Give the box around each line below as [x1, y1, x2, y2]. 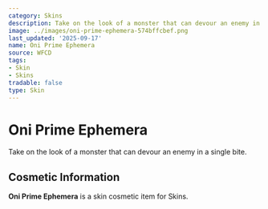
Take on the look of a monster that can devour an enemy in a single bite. [8, 147, 247, 157]
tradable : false [8, 78, 63, 86]
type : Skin [8, 86, 45, 94]
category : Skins [8, 11, 63, 20]
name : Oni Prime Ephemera [8, 42, 95, 50]
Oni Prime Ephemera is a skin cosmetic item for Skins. [8, 191, 189, 201]
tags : [8, 57, 26, 65]
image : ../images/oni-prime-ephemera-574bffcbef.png [8, 26, 189, 34]
